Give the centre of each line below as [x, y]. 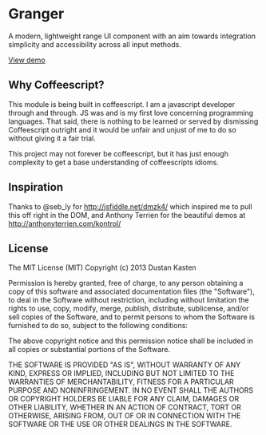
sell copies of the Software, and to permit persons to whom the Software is [132, 317]
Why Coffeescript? [57, 85]
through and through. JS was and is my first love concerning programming [131, 113]
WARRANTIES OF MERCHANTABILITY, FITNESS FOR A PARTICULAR [121, 382]
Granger [36, 14]
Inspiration [36, 187]
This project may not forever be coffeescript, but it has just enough [119, 153]
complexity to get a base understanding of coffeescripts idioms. [114, 162]
